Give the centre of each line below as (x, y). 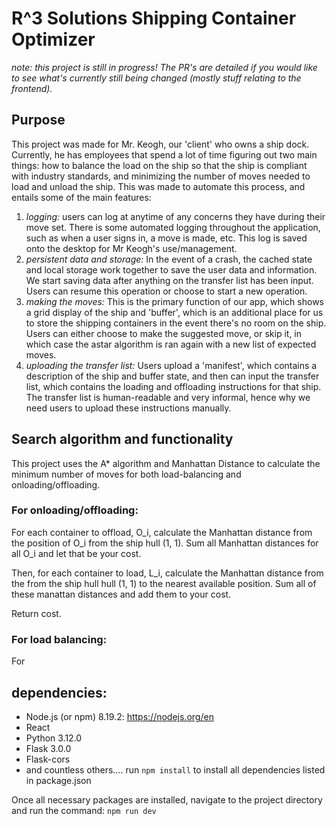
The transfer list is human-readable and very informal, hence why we (168, 397)
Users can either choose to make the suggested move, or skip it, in (164, 333)
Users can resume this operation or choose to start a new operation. (166, 291)
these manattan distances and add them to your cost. (121, 594)
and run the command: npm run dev (84, 810)
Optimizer (53, 39)
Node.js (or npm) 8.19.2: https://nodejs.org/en (119, 716)
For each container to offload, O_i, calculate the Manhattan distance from (162, 532)
